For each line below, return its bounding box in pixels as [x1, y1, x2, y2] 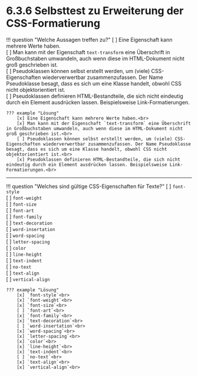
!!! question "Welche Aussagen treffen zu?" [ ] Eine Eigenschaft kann [6, 36, 173, 43]
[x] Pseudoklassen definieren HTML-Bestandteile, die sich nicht [16, 156, 181, 163]
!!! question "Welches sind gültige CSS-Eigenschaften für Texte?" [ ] [6, 183, 171, 190]
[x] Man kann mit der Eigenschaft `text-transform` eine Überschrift [16, 120, 192, 126]
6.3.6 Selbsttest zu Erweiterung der [6, 4, 184, 18]
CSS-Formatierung [6, 17, 101, 30]
